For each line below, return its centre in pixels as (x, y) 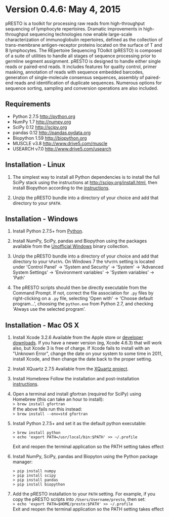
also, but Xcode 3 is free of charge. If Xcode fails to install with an (81, 348)
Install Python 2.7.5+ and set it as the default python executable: (79, 424)
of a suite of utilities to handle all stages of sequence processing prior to (81, 56)
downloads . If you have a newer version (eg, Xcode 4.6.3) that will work (87, 343)
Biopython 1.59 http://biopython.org (50, 138)
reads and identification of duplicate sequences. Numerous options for (88, 83)
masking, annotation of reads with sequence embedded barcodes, (75, 72)
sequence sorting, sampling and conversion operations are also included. (82, 88)
